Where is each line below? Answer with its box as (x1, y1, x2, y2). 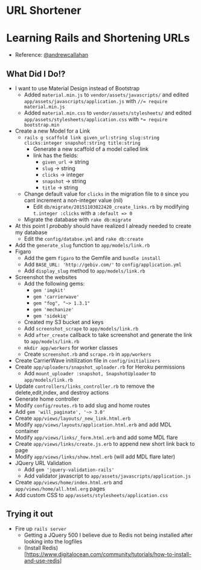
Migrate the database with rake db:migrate (24, 215, 132, 223)
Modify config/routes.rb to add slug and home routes (14, 402, 150, 409)
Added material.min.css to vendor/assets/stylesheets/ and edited (24, 109, 192, 116)
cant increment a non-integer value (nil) (24, 197, 123, 204)
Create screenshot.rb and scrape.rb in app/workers (24, 350, 152, 358)
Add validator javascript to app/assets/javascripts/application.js (24, 472, 191, 480)
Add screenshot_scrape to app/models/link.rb (24, 325, 139, 332)
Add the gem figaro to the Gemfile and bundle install (24, 254, 161, 261)
